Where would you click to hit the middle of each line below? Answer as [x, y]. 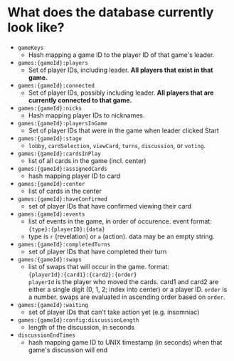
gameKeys [31, 48]
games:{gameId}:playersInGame [63, 123]
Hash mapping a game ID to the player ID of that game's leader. [121, 55]
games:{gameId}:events [51, 214]
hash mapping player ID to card [74, 176]
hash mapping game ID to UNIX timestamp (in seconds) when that [125, 342]
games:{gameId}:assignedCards [63, 169]
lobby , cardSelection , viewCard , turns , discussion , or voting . [117, 145]
